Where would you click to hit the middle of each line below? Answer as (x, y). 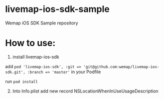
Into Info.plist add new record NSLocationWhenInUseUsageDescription (85, 91)
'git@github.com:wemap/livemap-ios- (121, 67)
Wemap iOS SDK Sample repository (42, 23)
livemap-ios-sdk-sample (57, 9)
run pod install (22, 81)
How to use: (30, 43)
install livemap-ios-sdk (36, 57)
